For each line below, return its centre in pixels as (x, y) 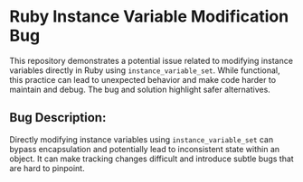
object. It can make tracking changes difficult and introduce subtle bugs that (151, 159)
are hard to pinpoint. (47, 168)
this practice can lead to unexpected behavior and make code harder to (143, 79)
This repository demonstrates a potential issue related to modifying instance (151, 60)
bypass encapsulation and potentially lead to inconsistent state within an (145, 149)
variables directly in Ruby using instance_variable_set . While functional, (145, 70)
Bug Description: (58, 118)
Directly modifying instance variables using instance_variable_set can (142, 139)
